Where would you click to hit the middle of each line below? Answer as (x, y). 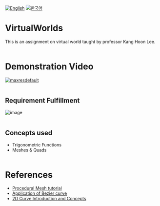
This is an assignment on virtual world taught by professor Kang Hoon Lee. (80, 41)
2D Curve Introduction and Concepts (49, 199)
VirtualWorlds (34, 28)
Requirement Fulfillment (42, 101)
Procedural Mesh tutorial (37, 188)
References (29, 175)
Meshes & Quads (29, 150)
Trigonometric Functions (37, 144)
